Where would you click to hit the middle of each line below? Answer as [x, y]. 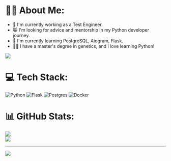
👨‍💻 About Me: [35, 10]
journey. [21, 35]
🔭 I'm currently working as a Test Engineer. [58, 24]
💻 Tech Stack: [37, 77]
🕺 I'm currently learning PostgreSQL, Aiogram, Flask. [68, 41]
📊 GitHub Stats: [40, 116]
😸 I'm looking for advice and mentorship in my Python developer [81, 30]
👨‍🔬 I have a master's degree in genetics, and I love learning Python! [83, 46]
